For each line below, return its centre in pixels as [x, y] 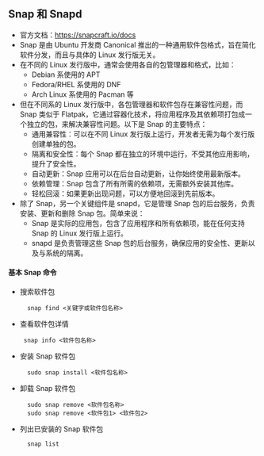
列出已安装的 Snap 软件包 [61, 429]
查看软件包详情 [44, 324]
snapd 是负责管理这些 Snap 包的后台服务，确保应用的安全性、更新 [140, 243]
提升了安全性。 [56, 163]
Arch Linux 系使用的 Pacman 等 [83, 94]
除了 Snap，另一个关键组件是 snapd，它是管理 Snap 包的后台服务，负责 [137, 203]
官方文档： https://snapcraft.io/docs [78, 35]
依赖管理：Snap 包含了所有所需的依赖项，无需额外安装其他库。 [135, 183]
